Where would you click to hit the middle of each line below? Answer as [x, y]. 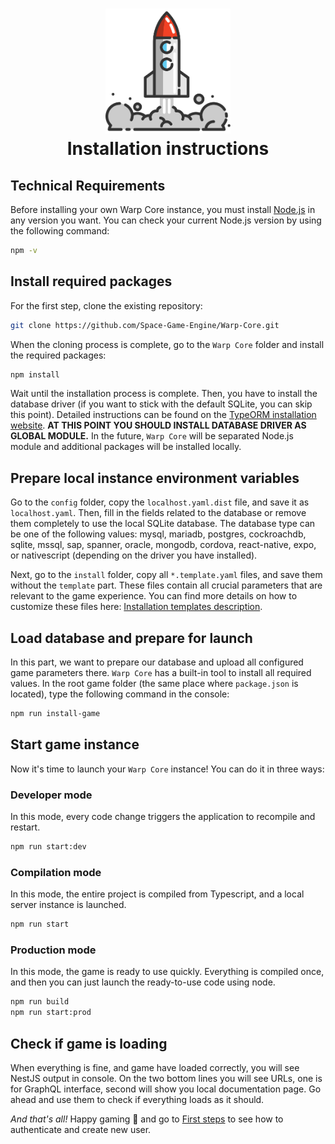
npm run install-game [55, 714]
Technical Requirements [88, 185]
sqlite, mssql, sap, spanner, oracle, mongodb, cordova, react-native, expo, [163, 545]
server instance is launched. [68, 905]
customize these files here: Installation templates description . [136, 607]
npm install [35, 374]
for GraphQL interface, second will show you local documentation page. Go [166, 1089]
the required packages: [58, 355]
